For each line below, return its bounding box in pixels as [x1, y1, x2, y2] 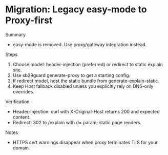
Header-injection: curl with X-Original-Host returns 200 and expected [12, 108, 160, 114]
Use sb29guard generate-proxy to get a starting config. [12, 72, 131, 78]
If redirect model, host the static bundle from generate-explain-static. [12, 77, 160, 84]
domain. [12, 145, 30, 151]
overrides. [12, 88, 35, 94]
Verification [5, 99, 30, 105]
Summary [5, 31, 26, 37]
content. [12, 114, 31, 120]
